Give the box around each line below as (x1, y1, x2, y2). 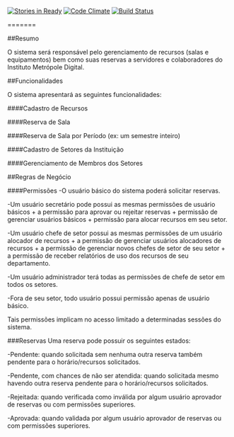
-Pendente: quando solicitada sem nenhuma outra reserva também (7, 351, 203, 358)
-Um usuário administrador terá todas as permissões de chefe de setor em (7, 273, 225, 281)
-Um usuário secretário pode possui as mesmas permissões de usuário (7, 200, 216, 208)
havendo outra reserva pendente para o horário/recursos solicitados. (7, 379, 209, 387)
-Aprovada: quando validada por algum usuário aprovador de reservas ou (7, 414, 221, 422)
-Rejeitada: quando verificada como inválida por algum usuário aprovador (7, 393, 222, 401)
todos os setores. (7, 280, 58, 288)
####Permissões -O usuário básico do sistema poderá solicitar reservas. (7, 186, 221, 195)
